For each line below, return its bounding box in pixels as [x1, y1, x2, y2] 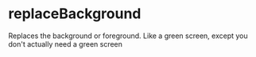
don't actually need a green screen [8, 39, 123, 48]
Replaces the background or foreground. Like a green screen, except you [8, 31, 248, 40]
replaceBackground [8, 5, 142, 23]
